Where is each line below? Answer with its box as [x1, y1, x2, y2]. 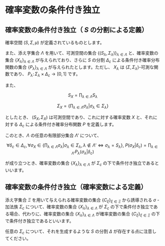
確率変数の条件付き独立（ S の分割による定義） [5, 26, 149, 34]
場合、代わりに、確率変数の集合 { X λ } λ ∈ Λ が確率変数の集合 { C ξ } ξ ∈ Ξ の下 [9, 211, 160, 218]
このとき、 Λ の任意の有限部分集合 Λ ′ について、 [5, 132, 102, 138]
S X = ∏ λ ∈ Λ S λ [68, 92, 98, 99]
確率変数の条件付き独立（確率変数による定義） [5, 183, 148, 191]
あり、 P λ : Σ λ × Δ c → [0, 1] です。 [13, 71, 80, 78]
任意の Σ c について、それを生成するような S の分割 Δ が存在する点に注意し [5, 228, 157, 235]
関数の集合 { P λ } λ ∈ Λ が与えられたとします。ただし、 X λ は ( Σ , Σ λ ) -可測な [5, 64, 154, 71]
